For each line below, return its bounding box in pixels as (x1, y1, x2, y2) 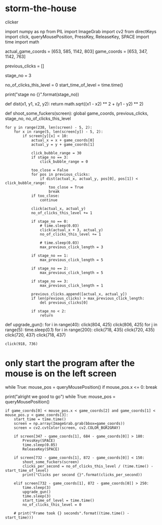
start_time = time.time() (14, 417, 67, 421)
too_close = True (48, 185, 84, 189)
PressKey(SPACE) (22, 438, 55, 443)
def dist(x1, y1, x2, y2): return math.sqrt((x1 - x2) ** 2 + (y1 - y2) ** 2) (5, 101, 144, 106)
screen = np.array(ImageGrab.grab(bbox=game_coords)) (14, 421, 125, 426)
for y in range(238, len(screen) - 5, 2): (5, 125, 92, 130)
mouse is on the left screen (5, 368, 117, 379)
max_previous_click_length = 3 (39, 245, 104, 250)
